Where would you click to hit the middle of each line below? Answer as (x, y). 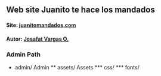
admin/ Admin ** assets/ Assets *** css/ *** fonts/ (77, 67)
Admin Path (23, 54)
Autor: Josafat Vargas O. (38, 39)
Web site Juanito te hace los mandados (80, 10)
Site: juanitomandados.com (41, 25)
